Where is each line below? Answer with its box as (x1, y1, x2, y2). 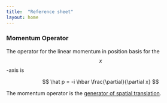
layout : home (6, 14, 39, 20)
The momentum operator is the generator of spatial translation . (6, 89, 162, 96)
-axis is (6, 66, 25, 74)
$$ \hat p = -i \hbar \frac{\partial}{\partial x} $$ (42, 78, 159, 85)
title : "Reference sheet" (6, 8, 74, 15)
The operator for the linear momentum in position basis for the (6, 47, 160, 54)
